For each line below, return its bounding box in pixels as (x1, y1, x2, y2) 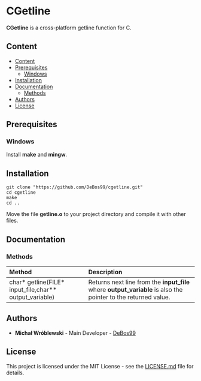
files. (6, 217, 19, 224)
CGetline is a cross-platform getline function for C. (6, 24, 132, 31)
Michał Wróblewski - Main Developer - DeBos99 (14, 329, 136, 337)
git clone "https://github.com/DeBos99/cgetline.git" (6, 184, 144, 190)
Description (88, 268, 123, 276)
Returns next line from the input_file (88, 278, 190, 286)
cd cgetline (6, 190, 36, 196)
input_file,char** (9, 285, 57, 293)
